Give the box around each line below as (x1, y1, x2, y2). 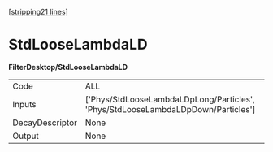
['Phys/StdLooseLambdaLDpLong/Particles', (84, 93, 255, 105)
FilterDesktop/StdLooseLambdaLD (8, 62, 128, 72)
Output (12, 130, 39, 141)
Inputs (12, 98, 37, 110)
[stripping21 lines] (8, 7, 69, 16)
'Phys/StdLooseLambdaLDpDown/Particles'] (84, 103, 256, 115)
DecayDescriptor (12, 117, 77, 128)
